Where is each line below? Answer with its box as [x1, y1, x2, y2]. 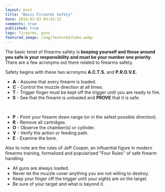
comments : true [5, 21, 37, 26]
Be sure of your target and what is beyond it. [12, 181, 104, 187]
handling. [5, 155, 24, 161]
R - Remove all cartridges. [12, 119, 66, 125]
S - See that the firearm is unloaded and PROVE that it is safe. [12, 94, 140, 100]
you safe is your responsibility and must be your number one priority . [5, 54, 152, 60]
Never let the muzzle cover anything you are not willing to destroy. [12, 170, 149, 176]
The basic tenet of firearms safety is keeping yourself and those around [5, 48, 155, 55]
